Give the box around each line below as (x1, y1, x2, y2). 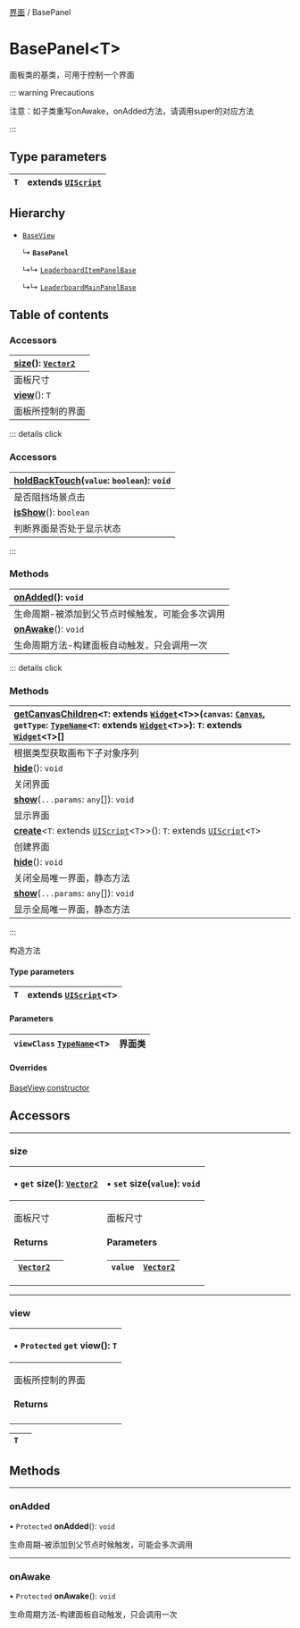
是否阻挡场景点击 (13, 491, 87, 503)
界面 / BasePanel (9, 7, 71, 17)
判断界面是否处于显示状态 (13, 522, 122, 534)
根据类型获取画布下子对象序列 (13, 747, 140, 759)
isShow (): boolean (13, 506, 90, 518)
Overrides (9, 1062, 47, 1073)
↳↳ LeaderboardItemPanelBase (21, 264, 137, 274)
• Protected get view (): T (13, 1338, 118, 1351)
